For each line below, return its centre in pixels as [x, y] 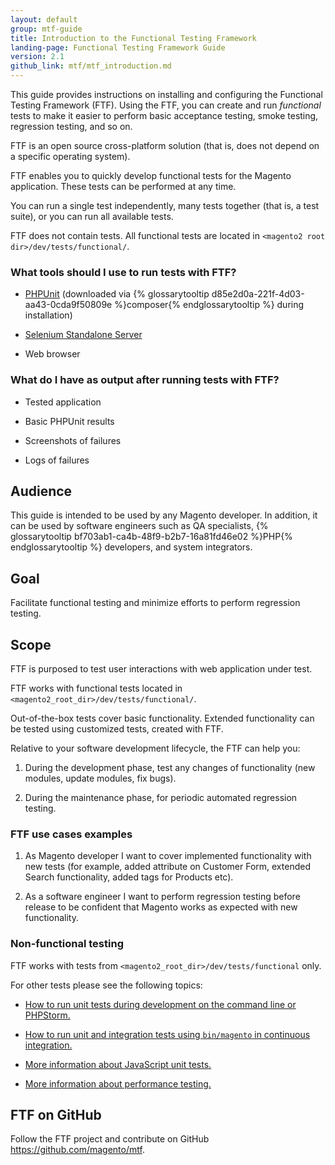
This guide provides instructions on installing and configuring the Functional [166, 94]
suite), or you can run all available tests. [92, 216]
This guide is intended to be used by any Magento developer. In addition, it [164, 515]
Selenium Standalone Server [83, 335]
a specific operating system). [70, 156]
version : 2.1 [37, 57]
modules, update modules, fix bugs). [100, 778]
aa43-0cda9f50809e [68, 305]
